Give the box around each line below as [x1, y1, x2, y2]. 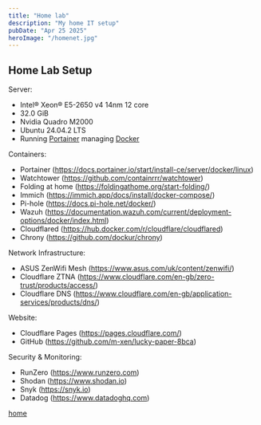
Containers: [8, 149, 46, 159]
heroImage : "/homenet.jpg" [8, 33, 98, 42]
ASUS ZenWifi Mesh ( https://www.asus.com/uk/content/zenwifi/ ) [19, 264, 235, 273]
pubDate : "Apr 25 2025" [8, 26, 88, 34]
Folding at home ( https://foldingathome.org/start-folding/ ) [19, 182, 210, 191]
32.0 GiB [19, 108, 49, 118]
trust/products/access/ [19, 281, 96, 290]
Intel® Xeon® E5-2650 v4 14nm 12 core [19, 100, 149, 110]
